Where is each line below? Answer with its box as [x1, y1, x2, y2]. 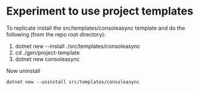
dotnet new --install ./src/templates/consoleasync [15, 42, 141, 50]
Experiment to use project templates [6, 4, 194, 18]
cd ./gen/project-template [15, 49, 80, 56]
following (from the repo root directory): [6, 30, 106, 38]
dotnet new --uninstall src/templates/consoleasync [6, 79, 140, 85]
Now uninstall [6, 67, 41, 74]
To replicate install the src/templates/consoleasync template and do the [6, 24, 186, 32]
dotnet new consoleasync [15, 55, 80, 62]
